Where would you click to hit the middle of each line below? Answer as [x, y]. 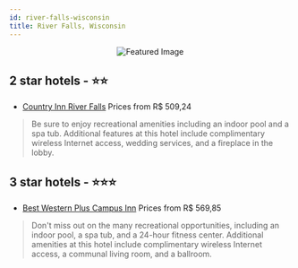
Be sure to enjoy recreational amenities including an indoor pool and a [160, 124]
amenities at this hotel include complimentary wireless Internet [146, 245]
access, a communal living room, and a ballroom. [121, 254]
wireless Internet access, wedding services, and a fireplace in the [152, 143]
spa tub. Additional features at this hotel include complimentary [148, 134]
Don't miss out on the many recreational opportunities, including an [155, 226]
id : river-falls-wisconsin [60, 17]
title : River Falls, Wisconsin [68, 26]
